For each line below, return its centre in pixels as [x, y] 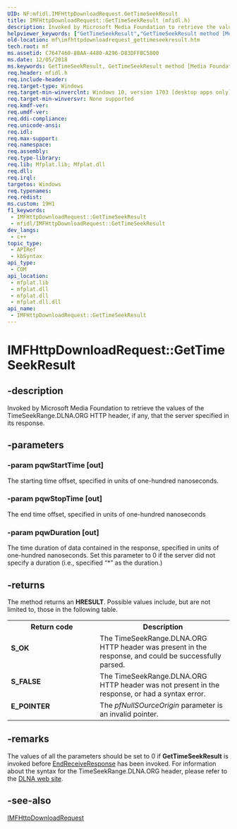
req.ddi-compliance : [38, 118]
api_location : [28, 276]
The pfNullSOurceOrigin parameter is [162, 705]
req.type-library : [34, 158]
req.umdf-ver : [28, 112]
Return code [52, 627]
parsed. [113, 665]
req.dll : [20, 171]
